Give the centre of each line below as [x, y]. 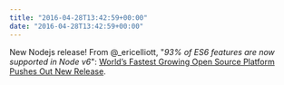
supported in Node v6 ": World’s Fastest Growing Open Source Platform [142, 61]
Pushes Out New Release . [58, 71]
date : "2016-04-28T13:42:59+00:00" [77, 26]
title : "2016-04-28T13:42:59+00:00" [78, 18]
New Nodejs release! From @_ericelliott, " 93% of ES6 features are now [142, 52]
